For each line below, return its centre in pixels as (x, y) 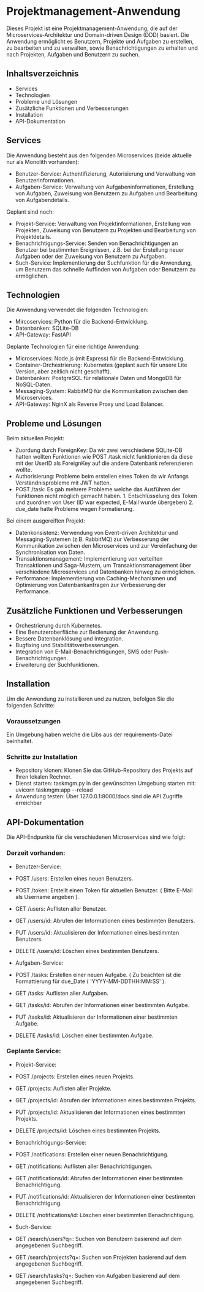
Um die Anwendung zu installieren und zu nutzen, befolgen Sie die (90, 699)
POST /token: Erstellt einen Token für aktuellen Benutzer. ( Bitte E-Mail (104, 890)
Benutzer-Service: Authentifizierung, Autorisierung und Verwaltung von (105, 174)
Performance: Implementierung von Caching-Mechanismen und (96, 578)
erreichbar (28, 803)
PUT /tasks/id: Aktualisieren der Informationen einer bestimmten (96, 1017)
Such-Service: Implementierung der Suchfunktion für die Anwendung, (104, 263)
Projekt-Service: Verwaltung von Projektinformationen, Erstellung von (103, 224)
